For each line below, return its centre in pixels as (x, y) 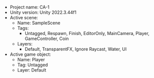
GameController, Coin (47, 39)
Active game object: (30, 54)
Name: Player (31, 59)
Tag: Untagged (33, 65)
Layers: (25, 44)
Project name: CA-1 (30, 7)
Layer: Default (32, 70)
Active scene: (24, 18)
